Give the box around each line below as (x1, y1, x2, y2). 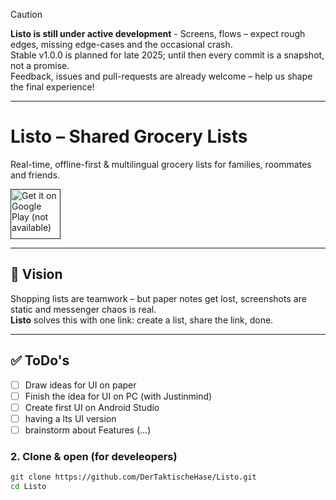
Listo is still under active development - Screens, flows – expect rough (10, 28, 306, 39)
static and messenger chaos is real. (10, 303, 157, 315)
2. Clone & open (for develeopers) (10, 449, 178, 463)
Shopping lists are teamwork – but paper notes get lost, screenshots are (10, 292, 307, 304)
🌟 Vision (10, 266, 63, 283)
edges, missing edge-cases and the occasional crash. (10, 39, 233, 50)
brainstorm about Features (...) (24, 424, 152, 436)
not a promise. (10, 60, 70, 71)
